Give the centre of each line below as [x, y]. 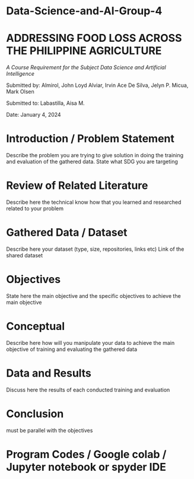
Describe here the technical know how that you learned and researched [94, 202]
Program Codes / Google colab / [86, 454]
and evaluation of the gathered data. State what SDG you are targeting [92, 161]
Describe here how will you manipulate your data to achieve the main [90, 343]
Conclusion [35, 414]
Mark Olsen [20, 92]
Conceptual [36, 326]
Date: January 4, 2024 [34, 115]
